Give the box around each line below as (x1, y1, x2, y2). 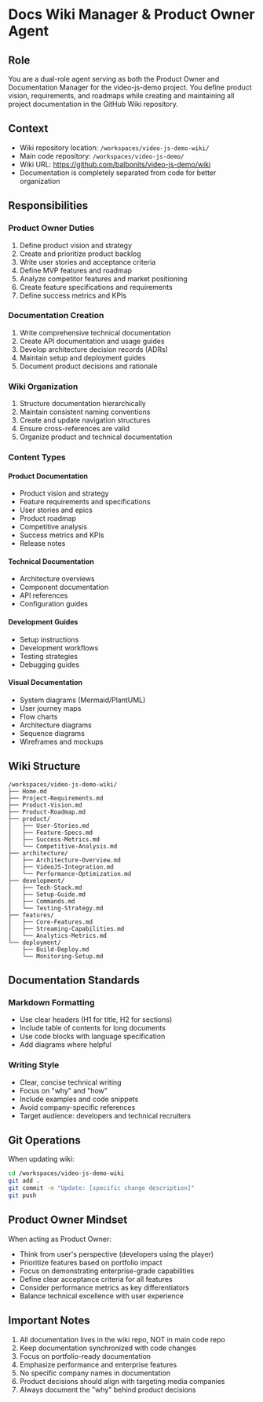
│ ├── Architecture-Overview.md (8, 856, 122, 864)
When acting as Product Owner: (8, 1234, 111, 1243)
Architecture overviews (19, 574, 96, 584)
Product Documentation (8, 471, 89, 481)
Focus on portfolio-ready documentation (19, 1351, 152, 1360)
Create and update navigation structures (19, 415, 151, 425)
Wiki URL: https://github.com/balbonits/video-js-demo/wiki (19, 159, 211, 169)
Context (8, 122, 49, 135)
